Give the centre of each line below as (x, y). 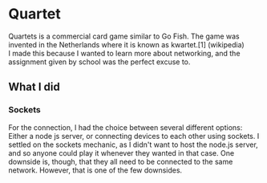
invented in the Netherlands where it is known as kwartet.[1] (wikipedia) (126, 44)
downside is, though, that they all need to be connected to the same (121, 161)
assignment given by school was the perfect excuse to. (99, 62)
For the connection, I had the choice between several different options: (125, 127)
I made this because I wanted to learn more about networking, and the (124, 53)
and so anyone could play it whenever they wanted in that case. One (121, 152)
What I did (34, 87)
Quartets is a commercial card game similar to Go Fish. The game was (124, 36)
